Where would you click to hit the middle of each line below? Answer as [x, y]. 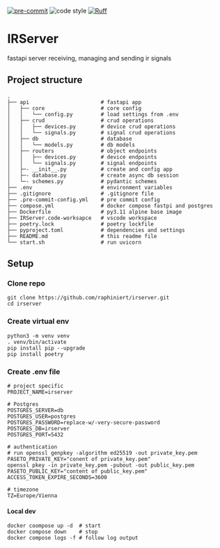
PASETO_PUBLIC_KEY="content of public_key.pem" [78, 471]
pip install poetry [36, 354]
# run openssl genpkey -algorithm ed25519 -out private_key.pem [102, 453]
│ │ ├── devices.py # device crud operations [92, 126]
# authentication [32, 447]
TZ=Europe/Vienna [32, 496]
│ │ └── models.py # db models [71, 145]
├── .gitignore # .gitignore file [81, 194]
